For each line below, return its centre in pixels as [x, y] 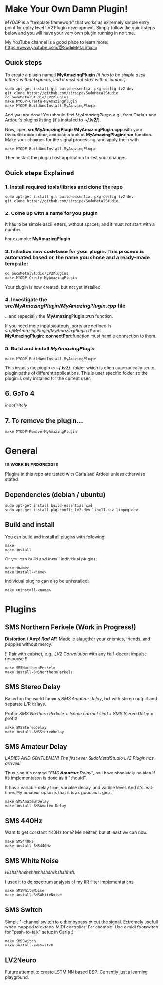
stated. [12, 479]
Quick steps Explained [40, 173]
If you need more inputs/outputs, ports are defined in [58, 326]
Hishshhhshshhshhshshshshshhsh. [40, 872]
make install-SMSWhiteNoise [34, 895]
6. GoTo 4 [20, 394]
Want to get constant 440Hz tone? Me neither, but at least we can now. [76, 832]
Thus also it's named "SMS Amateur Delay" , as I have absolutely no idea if [80, 773]
